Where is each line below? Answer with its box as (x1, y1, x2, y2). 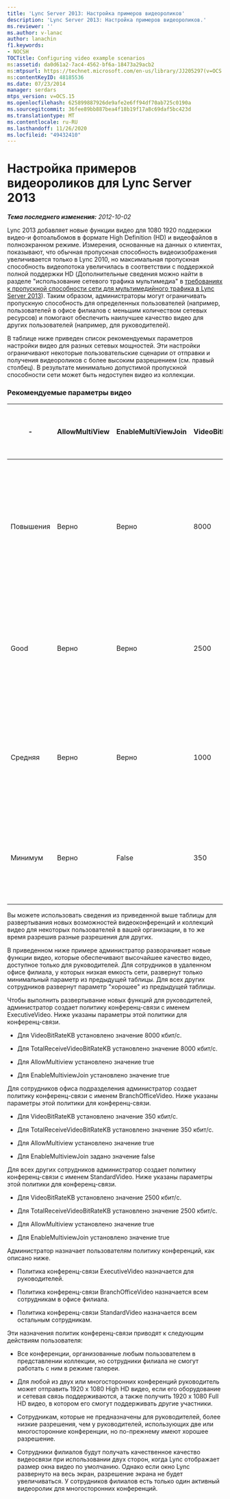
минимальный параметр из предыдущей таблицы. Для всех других (7, 976, 205, 984)
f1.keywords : (7, 42, 44, 49)
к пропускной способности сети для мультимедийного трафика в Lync (7, 284, 215, 293)
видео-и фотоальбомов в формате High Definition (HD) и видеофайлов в (7, 233, 218, 242)
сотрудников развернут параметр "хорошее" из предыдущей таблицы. (7, 983, 216, 991)
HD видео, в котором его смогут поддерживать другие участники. (16, 1399, 213, 1408)
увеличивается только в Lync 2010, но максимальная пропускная (7, 255, 200, 264)
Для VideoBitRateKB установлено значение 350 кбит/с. (16, 1112, 178, 1121)
